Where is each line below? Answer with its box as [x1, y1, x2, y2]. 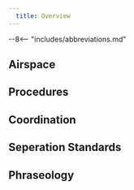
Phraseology [8, 168, 75, 182]
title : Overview [15, 11, 71, 20]
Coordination [8, 113, 76, 127]
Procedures [8, 85, 69, 99]
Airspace [8, 58, 56, 71]
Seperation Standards [8, 140, 122, 154]
